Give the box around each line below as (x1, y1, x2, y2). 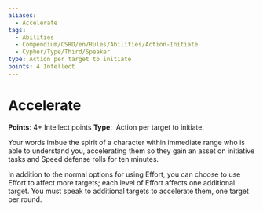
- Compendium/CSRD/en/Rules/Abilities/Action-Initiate (15, 41, 199, 49)
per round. (8, 194, 42, 204)
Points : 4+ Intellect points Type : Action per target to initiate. (8, 122, 204, 132)
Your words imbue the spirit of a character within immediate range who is (8, 137, 246, 147)
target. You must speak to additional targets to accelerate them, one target (8, 186, 250, 196)
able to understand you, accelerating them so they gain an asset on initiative (8, 146, 255, 155)
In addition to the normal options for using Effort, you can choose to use (8, 170, 241, 179)
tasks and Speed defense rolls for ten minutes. (8, 154, 159, 163)
